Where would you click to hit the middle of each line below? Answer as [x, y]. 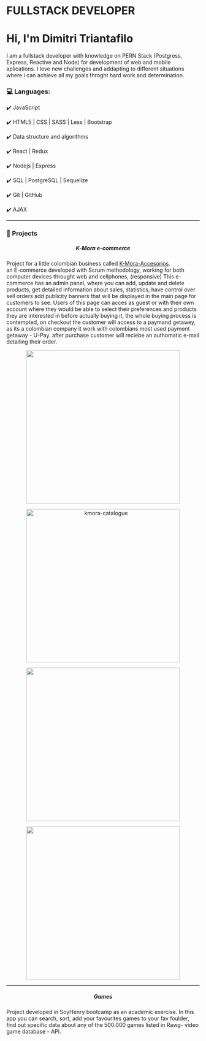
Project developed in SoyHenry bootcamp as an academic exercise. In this [100, 1012]
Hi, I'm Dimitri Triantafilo [70, 39]
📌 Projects [22, 234]
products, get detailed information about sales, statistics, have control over [101, 290]
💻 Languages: [29, 91]
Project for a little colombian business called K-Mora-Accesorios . [88, 264]
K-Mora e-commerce [103, 248]
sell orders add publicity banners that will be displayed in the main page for [101, 296]
